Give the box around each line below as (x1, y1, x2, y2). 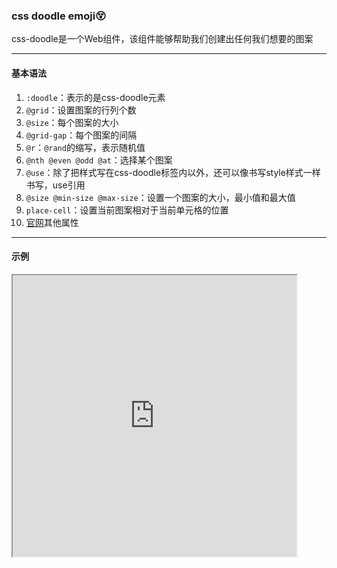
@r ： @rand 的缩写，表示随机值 (25, 141, 146, 153)
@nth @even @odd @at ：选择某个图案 (25, 154, 173, 166)
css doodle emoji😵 (11, 9, 107, 23)
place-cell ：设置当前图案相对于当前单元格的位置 (25, 204, 229, 216)
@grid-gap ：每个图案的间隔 (25, 129, 138, 141)
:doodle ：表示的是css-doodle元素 (25, 91, 166, 103)
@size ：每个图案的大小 (25, 116, 119, 128)
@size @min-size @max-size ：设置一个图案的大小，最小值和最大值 (25, 191, 296, 203)
